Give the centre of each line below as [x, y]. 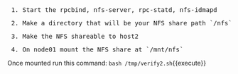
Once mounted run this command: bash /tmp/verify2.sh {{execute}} [107, 63]
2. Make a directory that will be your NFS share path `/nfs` [121, 23]
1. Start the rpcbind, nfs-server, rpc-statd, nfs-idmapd [114, 10]
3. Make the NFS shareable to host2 [75, 36]
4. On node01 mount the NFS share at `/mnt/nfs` [97, 50]
